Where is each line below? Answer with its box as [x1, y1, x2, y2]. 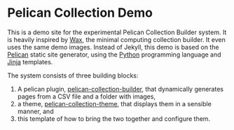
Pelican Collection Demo [7, 5, 153, 21]
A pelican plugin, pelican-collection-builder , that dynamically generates [17, 85, 224, 93]
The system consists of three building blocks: [7, 71, 139, 80]
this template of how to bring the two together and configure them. [17, 114, 211, 123]
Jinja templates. [7, 57, 53, 66]
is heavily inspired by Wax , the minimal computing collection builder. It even [7, 35, 226, 43]
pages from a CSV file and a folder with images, [17, 92, 156, 101]
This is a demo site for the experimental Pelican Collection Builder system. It [7, 28, 227, 36]
